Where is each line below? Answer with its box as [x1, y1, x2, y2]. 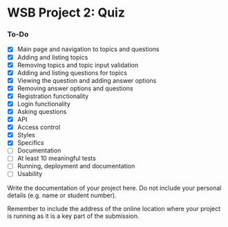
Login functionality [17, 99, 71, 108]
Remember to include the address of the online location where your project [7, 204, 221, 213]
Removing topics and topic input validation [17, 61, 139, 69]
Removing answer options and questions [17, 84, 133, 92]
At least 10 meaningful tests [17, 154, 97, 163]
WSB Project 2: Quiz [7, 5, 126, 21]
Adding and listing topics [17, 53, 88, 61]
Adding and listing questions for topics [17, 68, 128, 77]
